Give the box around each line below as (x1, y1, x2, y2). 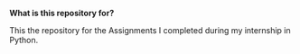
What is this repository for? (9, 8, 115, 18)
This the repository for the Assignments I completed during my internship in (9, 25, 291, 35)
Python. (9, 35, 39, 45)
